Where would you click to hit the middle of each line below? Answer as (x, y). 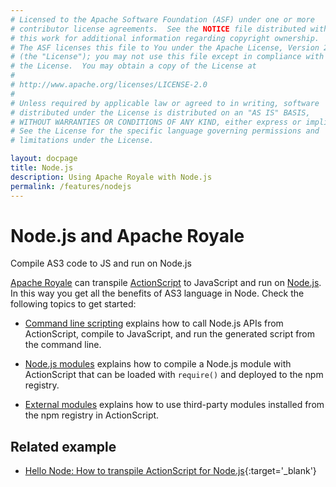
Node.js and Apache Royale (127, 235)
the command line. (63, 345)
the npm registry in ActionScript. (92, 415)
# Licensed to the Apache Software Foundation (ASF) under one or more (162, 19)
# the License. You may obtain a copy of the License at (133, 66)
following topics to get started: (73, 304)
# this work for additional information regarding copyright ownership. (165, 38)
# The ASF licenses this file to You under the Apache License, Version (165, 47)
